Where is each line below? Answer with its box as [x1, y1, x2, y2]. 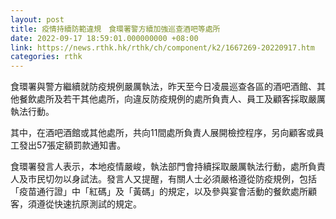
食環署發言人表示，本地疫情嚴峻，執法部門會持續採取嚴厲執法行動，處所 [10, 161, 308, 173]
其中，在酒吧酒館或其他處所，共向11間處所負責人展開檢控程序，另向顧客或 [10, 127, 316, 139]
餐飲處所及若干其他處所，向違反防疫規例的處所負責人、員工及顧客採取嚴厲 [18, 93, 326, 105]
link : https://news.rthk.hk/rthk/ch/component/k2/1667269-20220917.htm [10, 42, 315, 53]
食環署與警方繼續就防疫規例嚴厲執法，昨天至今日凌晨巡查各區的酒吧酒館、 [10, 81, 317, 93]
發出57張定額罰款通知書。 [18, 139, 127, 151]
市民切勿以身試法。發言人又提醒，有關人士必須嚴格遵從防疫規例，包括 [27, 173, 317, 185]
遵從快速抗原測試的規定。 [36, 198, 142, 210]
